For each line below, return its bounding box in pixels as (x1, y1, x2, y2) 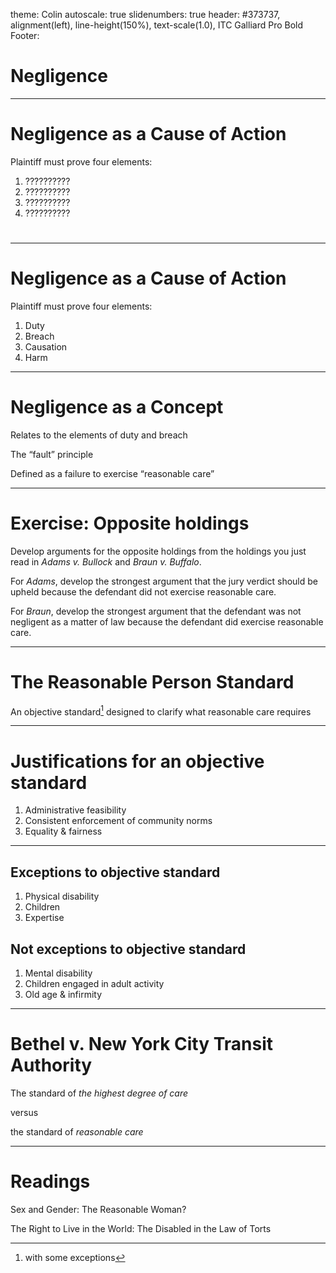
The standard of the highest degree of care (10, 1087, 189, 1099)
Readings (10, 1170, 91, 1193)
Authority (10, 1054, 93, 1077)
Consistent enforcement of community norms (24, 815, 213, 827)
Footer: (10, 30, 40, 41)
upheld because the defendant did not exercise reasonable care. (10, 585, 277, 598)
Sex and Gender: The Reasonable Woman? (10, 1203, 187, 1215)
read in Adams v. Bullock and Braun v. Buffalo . (10, 555, 202, 568)
